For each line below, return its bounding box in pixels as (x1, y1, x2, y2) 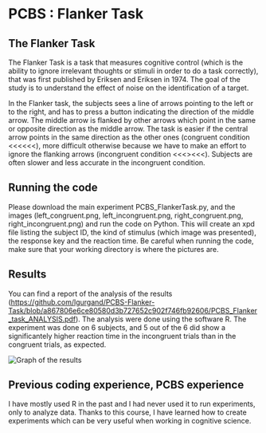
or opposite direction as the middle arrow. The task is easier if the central (8, 124, 248, 133)
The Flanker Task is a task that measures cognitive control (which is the (8, 57, 244, 67)
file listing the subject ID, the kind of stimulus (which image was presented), (8, 227, 256, 237)
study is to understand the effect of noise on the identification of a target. (8, 83, 249, 93)
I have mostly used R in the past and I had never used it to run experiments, (8, 400, 256, 409)
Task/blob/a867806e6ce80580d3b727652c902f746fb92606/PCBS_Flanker (8, 305, 257, 315)
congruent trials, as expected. (8, 340, 107, 349)
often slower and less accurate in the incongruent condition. (8, 158, 205, 167)
